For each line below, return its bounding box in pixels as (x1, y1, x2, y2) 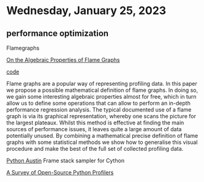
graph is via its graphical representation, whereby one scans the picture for (6, 113, 196, 119)
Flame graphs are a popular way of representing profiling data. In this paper (6, 80, 198, 87)
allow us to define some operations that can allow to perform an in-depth (6, 99, 191, 107)
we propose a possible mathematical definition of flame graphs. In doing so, (6, 86, 198, 94)
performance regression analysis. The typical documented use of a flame (6, 106, 192, 113)
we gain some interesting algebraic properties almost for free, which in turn (6, 93, 197, 100)
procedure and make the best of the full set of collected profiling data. (6, 145, 184, 152)
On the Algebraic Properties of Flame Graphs (6, 56, 120, 63)
